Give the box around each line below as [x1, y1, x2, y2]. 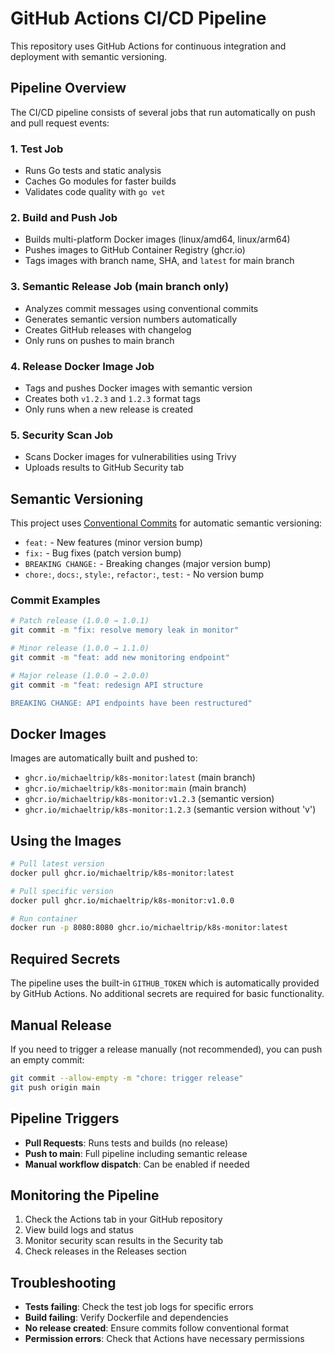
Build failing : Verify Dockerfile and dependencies [24, 1312, 229, 1324]
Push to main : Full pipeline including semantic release [24, 1147, 248, 1159]
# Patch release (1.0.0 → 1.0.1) [10, 616, 150, 626]
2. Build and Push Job [10, 210, 118, 224]
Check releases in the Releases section [24, 1245, 187, 1257]
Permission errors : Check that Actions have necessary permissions [24, 1333, 305, 1345]
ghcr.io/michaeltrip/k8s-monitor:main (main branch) [24, 782, 247, 794]
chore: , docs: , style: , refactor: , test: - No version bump [24, 568, 264, 581]
